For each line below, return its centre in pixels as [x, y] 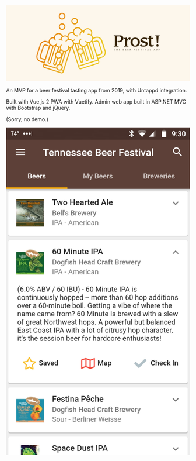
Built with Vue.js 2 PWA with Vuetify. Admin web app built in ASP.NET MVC [96, 102]
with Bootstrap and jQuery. [38, 108]
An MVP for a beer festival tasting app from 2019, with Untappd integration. [97, 91]
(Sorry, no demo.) [27, 119]
